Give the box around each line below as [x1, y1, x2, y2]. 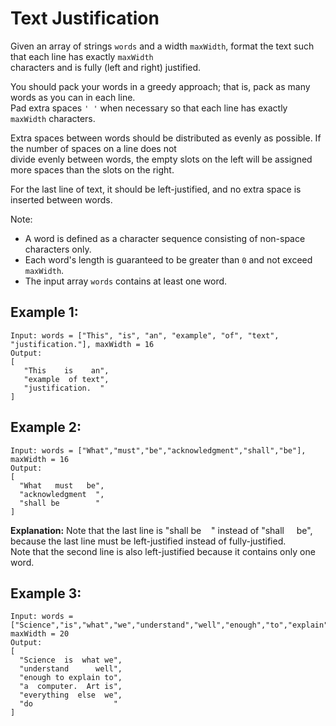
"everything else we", [19, 690, 123, 701]
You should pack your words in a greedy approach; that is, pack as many [10, 80, 311, 92]
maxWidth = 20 [10, 629, 70, 639]
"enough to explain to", [19, 673, 123, 683]
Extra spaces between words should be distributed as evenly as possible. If [10, 132, 322, 144]
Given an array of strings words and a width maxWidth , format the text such [10, 40, 315, 52]
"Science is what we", [19, 655, 123, 666]
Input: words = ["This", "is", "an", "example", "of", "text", [10, 330, 280, 341]
